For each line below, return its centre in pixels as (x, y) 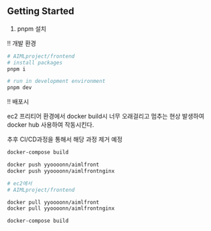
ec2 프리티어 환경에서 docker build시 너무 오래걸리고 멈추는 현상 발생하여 (106, 117)
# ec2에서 (20, 183)
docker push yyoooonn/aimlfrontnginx (61, 171)
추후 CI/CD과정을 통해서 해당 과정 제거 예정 (65, 139)
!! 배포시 (18, 101)
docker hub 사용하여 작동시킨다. (51, 125)
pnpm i (16, 69)
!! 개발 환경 (22, 43)
